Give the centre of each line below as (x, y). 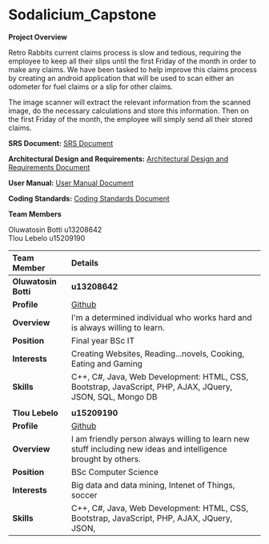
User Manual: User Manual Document (71, 183)
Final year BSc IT (102, 340)
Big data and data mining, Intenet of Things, (153, 485)
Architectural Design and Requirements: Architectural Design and (118, 159)
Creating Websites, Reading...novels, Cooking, (158, 353)
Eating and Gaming (106, 363)
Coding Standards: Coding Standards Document (89, 198)
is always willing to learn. (118, 327)
